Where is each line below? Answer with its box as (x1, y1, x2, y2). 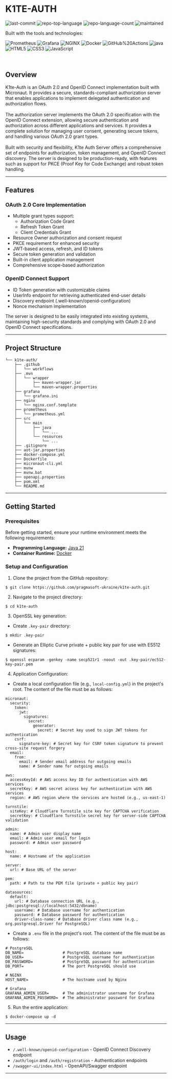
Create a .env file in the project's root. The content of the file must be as (12, 930, 165, 936)
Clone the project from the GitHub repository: (12, 575, 109, 581)
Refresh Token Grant (20, 224, 64, 230)
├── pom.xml (14, 479, 40, 484)
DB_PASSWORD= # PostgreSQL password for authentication (5, 959, 155, 964)
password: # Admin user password (10, 840, 81, 845)
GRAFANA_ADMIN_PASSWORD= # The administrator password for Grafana (5, 995, 155, 1000)
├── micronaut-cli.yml (14, 461, 63, 466)
